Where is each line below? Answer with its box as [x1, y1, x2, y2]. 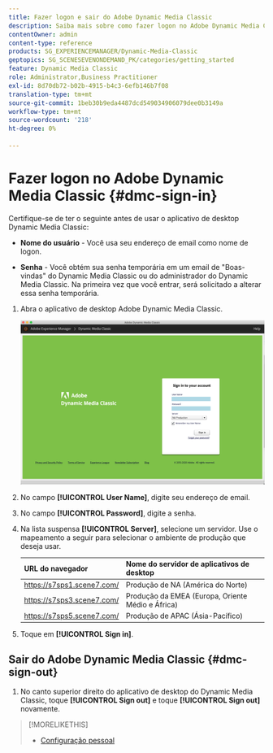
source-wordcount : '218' [8, 116, 93, 124]
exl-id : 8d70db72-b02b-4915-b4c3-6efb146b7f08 [8, 81, 169, 89]
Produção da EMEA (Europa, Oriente [125, 590, 248, 601]
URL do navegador [24, 564, 89, 573]
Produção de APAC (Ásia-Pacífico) [125, 611, 244, 621]
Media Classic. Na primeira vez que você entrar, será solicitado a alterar [19, 279, 262, 289]
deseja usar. [19, 541, 62, 551]
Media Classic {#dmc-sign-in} [8, 187, 218, 205]
